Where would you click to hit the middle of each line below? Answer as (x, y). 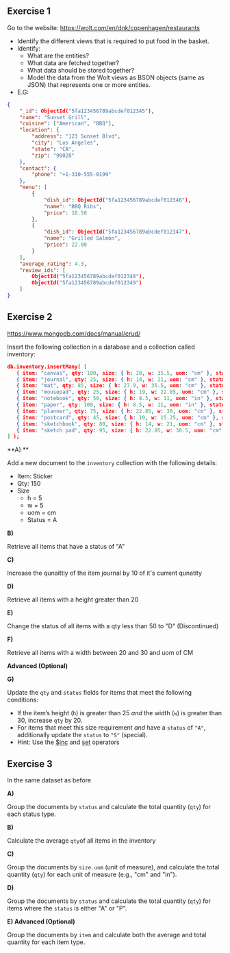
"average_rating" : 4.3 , (53, 264)
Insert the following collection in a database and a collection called (101, 347)
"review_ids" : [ (43, 270)
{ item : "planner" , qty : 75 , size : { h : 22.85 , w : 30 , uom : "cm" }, (116, 411)
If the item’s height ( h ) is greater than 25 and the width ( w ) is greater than (119, 713)
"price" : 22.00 (65, 245)
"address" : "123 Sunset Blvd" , (76, 136)
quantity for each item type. (46, 942)
